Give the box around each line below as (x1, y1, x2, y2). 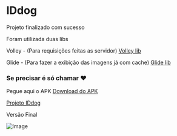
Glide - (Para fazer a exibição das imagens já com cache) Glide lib (6, 59, 171, 66)
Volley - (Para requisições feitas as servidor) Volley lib (6, 47, 141, 54)
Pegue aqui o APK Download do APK (6, 88, 98, 95)
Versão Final (6, 111, 38, 118)
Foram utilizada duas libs (6, 35, 68, 42)
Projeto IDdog (6, 99, 41, 106)
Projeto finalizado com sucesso (6, 24, 85, 31)
